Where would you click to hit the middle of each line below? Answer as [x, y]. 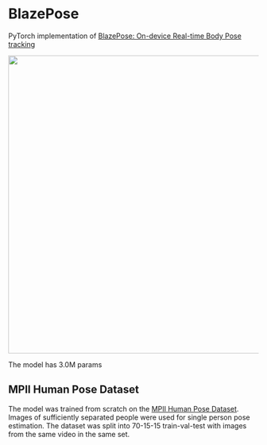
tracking [22, 44]
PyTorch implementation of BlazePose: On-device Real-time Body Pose [125, 36]
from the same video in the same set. [69, 434]
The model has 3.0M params [55, 364]
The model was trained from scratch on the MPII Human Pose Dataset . [124, 408]
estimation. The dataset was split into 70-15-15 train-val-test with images [128, 425]
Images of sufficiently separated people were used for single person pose [129, 417]
